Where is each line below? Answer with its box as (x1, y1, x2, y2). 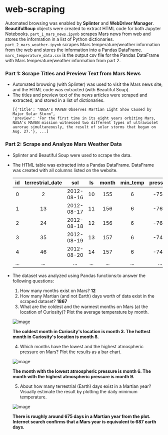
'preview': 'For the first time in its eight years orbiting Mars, (12, 116, 156, 121)
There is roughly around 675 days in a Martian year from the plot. (12, 413, 151, 419)
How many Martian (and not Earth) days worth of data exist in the (19, 293, 155, 299)
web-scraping (5, 4, 65, 15)
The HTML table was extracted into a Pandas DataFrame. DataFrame (12, 162, 154, 168)
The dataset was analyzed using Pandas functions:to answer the (12, 272, 146, 278)
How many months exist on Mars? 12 (19, 287, 96, 294)
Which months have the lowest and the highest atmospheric (19, 343, 144, 349)
